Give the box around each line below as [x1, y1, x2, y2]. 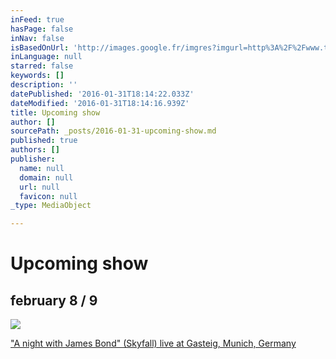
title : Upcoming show [10, 107, 101, 118]
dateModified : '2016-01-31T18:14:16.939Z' [10, 98, 190, 108]
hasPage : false [10, 24, 74, 34]
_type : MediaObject [10, 201, 92, 211]
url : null [19, 182, 60, 192]
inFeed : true [10, 14, 65, 25]
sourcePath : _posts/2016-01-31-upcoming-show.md [10, 126, 217, 136]
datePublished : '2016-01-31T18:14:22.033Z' [10, 89, 195, 99]
